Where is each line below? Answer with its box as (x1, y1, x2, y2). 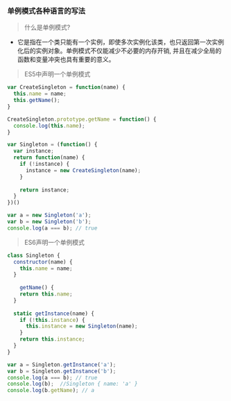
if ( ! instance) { (19, 161, 70, 168)
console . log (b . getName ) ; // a (7, 387, 95, 394)
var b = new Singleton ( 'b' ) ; (7, 219, 92, 225)
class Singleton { (7, 252, 60, 259)
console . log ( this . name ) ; (13, 122, 85, 129)
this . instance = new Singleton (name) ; (25, 323, 138, 330)
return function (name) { (13, 154, 85, 161)
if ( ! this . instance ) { (19, 316, 85, 323)
